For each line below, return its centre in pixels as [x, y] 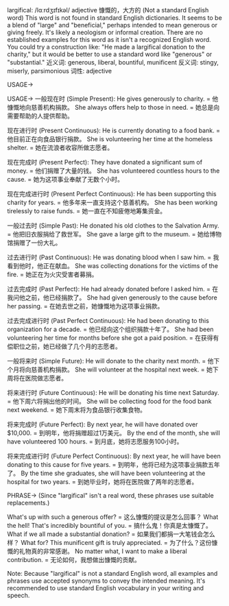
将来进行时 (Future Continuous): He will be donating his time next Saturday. [113, 392]
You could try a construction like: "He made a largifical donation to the [106, 47]
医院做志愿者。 [46, 378]
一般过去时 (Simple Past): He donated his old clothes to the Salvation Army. [113, 226]
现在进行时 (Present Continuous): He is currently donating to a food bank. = [114, 130]
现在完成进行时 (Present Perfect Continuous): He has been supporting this [112, 194]
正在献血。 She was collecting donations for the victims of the [130, 266]
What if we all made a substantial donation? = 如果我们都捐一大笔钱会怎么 [111, 534]
